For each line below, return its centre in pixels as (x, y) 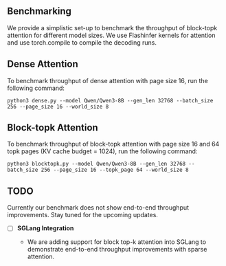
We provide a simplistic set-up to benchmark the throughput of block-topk (112, 27)
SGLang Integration (45, 228)
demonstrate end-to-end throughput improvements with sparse (117, 250)
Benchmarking (39, 11)
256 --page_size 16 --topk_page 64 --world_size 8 (115, 170)
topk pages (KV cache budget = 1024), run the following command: (102, 151)
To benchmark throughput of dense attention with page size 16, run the (108, 80)
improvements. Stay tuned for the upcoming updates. (82, 215)
